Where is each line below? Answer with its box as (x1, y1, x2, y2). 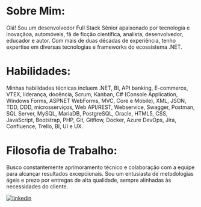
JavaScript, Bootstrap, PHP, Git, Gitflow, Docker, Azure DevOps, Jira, (6, 116, 176, 123)
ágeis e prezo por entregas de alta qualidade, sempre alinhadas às (6, 176, 172, 184)
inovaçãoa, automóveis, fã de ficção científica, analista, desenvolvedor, (6, 30, 184, 37)
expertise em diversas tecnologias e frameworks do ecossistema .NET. (6, 43, 182, 51)
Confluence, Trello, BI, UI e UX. (6, 122, 84, 130)
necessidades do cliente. (6, 182, 69, 190)
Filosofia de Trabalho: (6, 144, 117, 158)
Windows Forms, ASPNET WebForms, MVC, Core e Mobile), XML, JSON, (6, 97, 187, 104)
